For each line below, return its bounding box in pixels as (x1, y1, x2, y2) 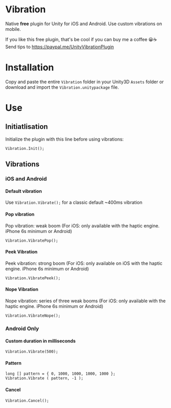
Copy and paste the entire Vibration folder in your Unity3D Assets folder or (5, 79, 164, 85)
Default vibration (5, 188, 42, 194)
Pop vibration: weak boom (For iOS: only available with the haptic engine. (5, 222, 160, 229)
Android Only (5, 325, 39, 332)
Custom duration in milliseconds (5, 338, 76, 344)
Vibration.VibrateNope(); (5, 313, 60, 318)
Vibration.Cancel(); (5, 398, 50, 403)
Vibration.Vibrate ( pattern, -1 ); (5, 376, 83, 381)
